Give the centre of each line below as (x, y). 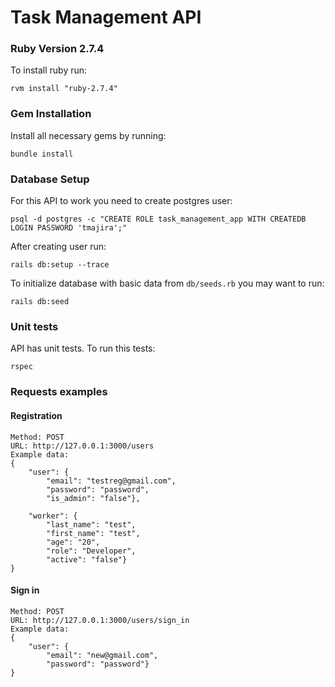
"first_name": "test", (93, 533)
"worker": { (53, 516)
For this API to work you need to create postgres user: (121, 201)
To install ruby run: (49, 70)
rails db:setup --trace (60, 265)
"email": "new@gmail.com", (102, 655)
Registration (36, 415)
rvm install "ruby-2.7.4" (64, 89)
